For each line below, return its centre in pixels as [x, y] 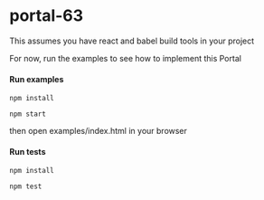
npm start [28, 114]
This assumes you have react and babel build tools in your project [132, 41]
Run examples [37, 79]
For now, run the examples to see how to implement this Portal [126, 58]
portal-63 [47, 16]
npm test [26, 186]
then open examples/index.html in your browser [99, 131]
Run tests [28, 151]
